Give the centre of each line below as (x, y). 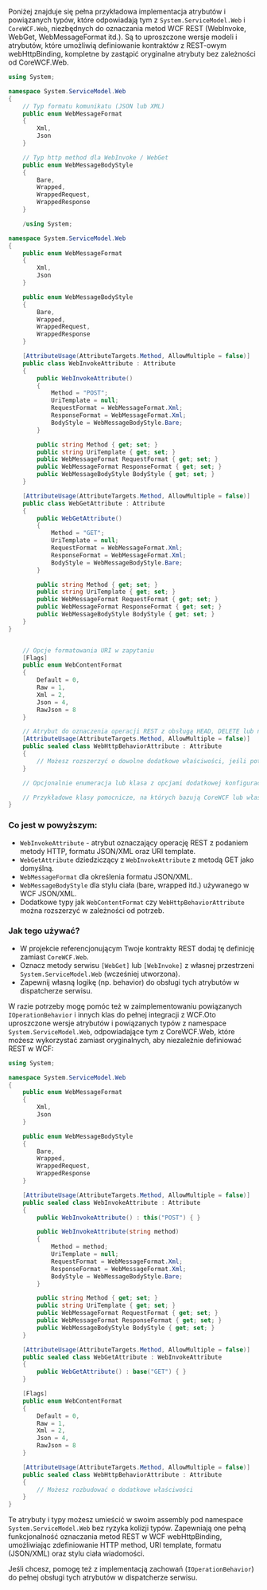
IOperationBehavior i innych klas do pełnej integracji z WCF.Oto (112, 1014)
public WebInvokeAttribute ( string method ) (108, 1232)
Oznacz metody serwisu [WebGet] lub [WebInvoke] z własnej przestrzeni (137, 965)
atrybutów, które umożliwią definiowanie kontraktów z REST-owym (118, 45)
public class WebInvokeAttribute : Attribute (99, 363)
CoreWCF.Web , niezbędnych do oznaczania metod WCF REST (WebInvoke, (127, 28)
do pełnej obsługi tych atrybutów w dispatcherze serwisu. (103, 1577)
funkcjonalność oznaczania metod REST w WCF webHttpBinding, (115, 1537)
